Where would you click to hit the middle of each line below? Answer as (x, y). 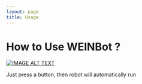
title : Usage (22, 17)
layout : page (22, 12)
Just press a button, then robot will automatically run (71, 74)
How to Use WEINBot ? (64, 47)
